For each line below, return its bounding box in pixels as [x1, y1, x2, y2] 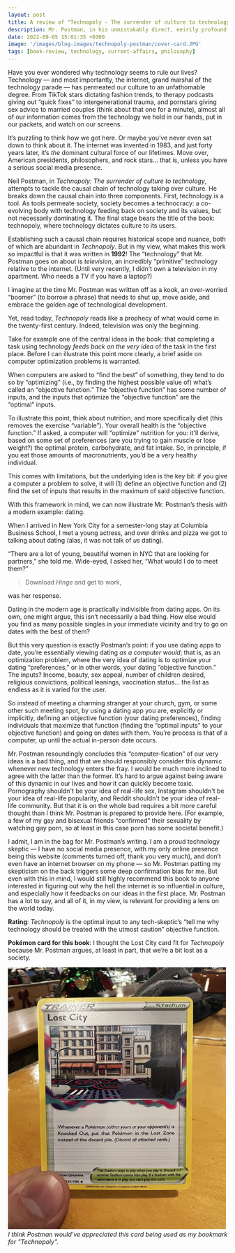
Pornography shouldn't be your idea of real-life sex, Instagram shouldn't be [8, 786, 225, 795]
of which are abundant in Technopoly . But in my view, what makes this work [8, 242, 226, 251]
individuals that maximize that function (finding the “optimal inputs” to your [8, 721, 222, 729]
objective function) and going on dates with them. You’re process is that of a [8, 728, 228, 737]
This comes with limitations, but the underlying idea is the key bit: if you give [8, 472, 228, 480]
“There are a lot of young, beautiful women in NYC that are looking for [8, 550, 209, 558]
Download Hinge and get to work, [24, 578, 122, 586]
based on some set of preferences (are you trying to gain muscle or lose [8, 437, 216, 444]
